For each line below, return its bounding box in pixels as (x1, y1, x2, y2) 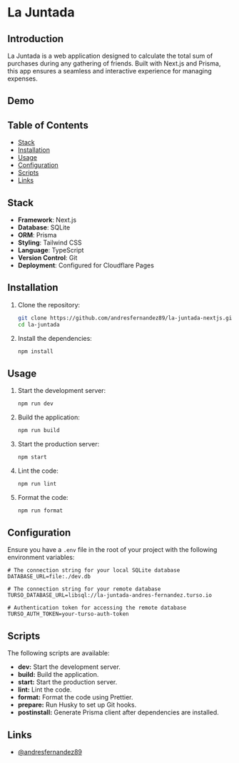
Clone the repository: (17, 300, 81, 309)
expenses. (7, 74, 38, 83)
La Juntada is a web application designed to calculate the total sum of (7, 51, 213, 60)
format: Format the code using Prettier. (17, 693, 133, 702)
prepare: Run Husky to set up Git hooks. (17, 700, 137, 710)
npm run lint (17, 480, 57, 487)
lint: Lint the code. (17, 685, 73, 694)
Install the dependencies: (17, 334, 93, 342)
